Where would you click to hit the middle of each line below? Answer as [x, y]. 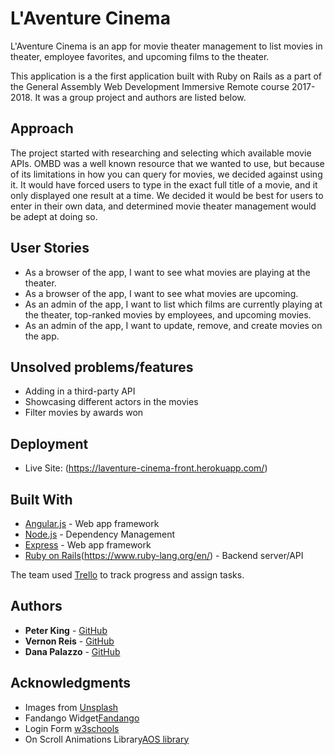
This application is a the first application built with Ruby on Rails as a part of [166, 76]
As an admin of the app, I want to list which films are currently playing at [173, 304]
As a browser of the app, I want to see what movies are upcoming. [161, 293]
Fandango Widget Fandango [82, 718]
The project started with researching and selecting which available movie [161, 153]
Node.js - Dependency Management [100, 534]
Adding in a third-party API [80, 391]
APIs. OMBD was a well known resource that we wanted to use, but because [167, 163]
